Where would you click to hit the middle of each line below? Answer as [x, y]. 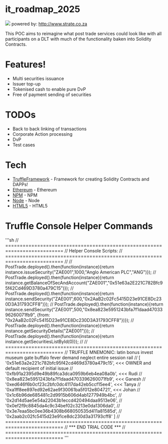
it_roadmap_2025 [43, 9]
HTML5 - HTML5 [30, 206]
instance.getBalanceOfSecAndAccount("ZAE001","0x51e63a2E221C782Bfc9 [84, 283]
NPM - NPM [25, 195]
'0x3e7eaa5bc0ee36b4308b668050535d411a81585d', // [63, 411]
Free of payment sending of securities [52, 95]
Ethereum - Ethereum [35, 190]
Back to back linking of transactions [49, 129]
